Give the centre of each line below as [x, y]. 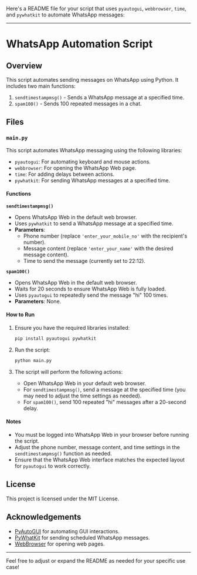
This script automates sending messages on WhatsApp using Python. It [92, 80]
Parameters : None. [38, 301]
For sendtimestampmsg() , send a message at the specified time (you [104, 389]
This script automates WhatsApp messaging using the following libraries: [94, 150]
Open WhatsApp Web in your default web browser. [85, 383]
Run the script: [32, 350]
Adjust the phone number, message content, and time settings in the [97, 447]
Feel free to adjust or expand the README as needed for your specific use [96, 560]
